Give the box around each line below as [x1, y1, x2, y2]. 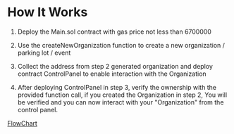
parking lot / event [17, 48, 71, 57]
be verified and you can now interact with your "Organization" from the [17, 98, 224, 106]
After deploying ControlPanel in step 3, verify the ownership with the [17, 83, 217, 91]
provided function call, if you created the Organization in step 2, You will [17, 91, 228, 99]
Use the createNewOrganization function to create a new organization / [17, 41, 226, 49]
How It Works [7, 4, 88, 20]
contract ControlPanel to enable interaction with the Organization [17, 69, 207, 78]
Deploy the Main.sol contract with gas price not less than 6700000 [17, 27, 211, 36]
